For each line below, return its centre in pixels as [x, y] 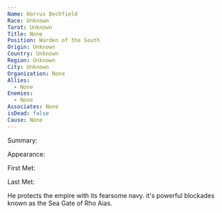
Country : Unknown [33, 54]
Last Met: [21, 182]
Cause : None [25, 120]
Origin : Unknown [31, 47]
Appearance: [26, 154]
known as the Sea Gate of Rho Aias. [60, 203]
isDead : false [28, 113]
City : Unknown [28, 67]
